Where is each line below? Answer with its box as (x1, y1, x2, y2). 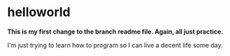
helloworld (7, 4, 71, 20)
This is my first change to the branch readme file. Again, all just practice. (7, 27, 224, 36)
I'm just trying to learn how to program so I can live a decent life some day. (7, 41, 223, 49)
